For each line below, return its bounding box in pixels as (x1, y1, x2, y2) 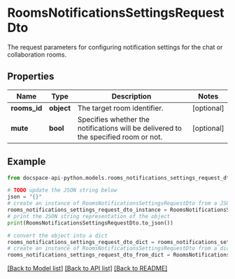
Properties (7, 71, 55, 83)
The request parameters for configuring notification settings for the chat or (7, 43, 223, 51)
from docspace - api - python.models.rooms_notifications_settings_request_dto (7, 174, 233, 181)
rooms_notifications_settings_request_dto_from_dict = (7, 252, 171, 259)
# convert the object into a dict (7, 232, 108, 239)
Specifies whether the (77, 114, 150, 124)
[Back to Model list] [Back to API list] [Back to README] (7, 264, 168, 273)
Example (7, 156, 46, 168)
